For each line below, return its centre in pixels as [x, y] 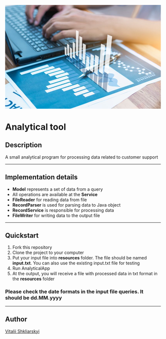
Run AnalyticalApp [31, 268]
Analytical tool [36, 127]
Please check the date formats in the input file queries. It [74, 292]
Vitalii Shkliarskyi [22, 331]
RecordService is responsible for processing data [63, 210]
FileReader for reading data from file [50, 200]
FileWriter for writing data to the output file [56, 215]
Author [16, 319]
